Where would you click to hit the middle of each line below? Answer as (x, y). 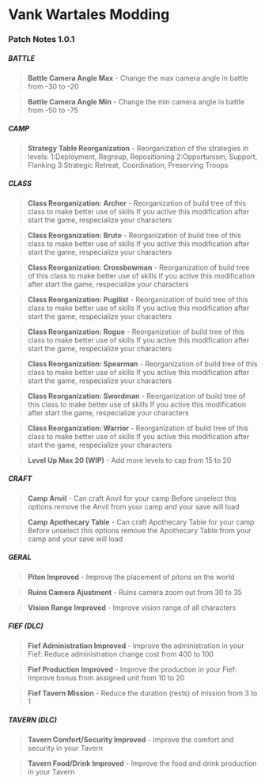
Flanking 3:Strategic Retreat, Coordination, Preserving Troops (128, 165)
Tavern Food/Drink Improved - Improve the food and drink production (142, 763)
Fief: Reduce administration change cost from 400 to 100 (121, 653)
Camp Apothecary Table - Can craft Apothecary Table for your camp (141, 522)
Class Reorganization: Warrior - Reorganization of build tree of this (138, 428)
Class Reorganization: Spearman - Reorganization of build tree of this (142, 364)
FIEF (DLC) (26, 626)
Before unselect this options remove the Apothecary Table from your (139, 530)
